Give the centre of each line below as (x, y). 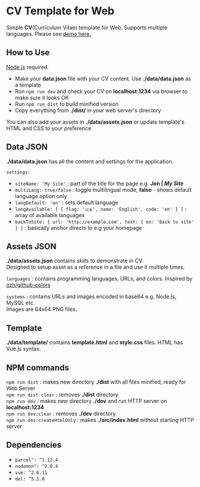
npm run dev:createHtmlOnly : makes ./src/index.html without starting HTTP (100, 420)
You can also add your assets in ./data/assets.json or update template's (96, 122)
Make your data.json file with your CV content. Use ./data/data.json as (103, 78)
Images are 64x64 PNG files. (42, 309)
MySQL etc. (21, 303)
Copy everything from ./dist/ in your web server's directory (88, 110)
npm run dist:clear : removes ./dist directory (62, 394)
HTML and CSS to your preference (49, 128)
